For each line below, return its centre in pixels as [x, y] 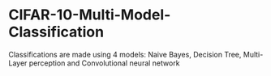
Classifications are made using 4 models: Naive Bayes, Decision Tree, [125, 54]
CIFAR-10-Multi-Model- [90, 15]
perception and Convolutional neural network [104, 63]
